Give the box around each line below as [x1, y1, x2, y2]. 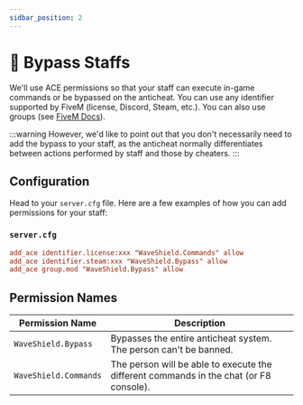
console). [110, 381, 151, 393]
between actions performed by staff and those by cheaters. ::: [9, 147, 240, 158]
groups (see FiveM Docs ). [9, 110, 106, 122]
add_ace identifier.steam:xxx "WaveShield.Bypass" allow [9, 257, 228, 266]
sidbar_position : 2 [9, 13, 83, 23]
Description [174, 317, 225, 330]
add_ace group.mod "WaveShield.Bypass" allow [9, 265, 183, 274]
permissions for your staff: [9, 207, 108, 218]
